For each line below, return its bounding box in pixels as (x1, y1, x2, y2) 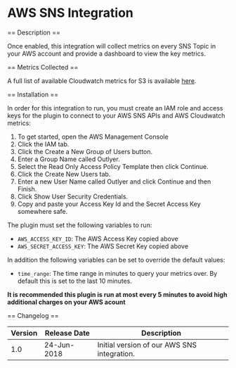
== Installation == (7, 90, 59, 99)
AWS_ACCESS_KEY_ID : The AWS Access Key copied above (17, 234, 178, 243)
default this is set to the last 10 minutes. (17, 277, 132, 285)
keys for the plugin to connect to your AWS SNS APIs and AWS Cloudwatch (7, 111, 225, 120)
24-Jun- (44, 340, 75, 350)
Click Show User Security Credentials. (17, 192, 129, 201)
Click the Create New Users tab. (17, 170, 111, 178)
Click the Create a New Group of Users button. (17, 147, 153, 156)
